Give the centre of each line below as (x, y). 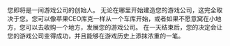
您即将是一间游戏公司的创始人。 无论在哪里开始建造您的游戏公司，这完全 (112, 10)
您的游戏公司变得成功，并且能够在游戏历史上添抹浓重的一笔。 (96, 36)
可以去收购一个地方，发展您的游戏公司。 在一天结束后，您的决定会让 (124, 27)
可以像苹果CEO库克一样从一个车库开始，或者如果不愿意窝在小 (127, 19)
